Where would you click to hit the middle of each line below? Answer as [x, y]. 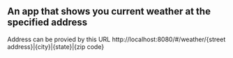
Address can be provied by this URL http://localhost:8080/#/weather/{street [116, 39]
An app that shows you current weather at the [109, 12]
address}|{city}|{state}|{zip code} [56, 46]
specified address [47, 23]
